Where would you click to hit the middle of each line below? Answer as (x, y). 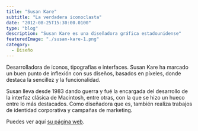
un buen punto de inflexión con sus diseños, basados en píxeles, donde (94, 73)
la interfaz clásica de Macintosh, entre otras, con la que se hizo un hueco (95, 97)
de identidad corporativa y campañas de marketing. (69, 110)
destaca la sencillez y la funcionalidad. (53, 79)
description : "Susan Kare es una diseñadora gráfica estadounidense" (94, 34)
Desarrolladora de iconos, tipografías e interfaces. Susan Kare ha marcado (97, 67)
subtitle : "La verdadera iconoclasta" (54, 17)
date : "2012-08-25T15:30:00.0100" (49, 23)
